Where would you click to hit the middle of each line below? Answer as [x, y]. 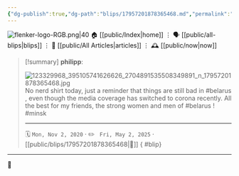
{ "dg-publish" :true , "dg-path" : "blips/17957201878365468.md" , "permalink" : [119, 14]
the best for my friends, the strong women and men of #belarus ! [119, 105]
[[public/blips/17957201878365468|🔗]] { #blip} [93, 144]
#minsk [36, 113]
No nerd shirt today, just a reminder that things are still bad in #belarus [128, 90]
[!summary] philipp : [54, 62]
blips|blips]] [25, 45]
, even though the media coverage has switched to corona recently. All [128, 98]
